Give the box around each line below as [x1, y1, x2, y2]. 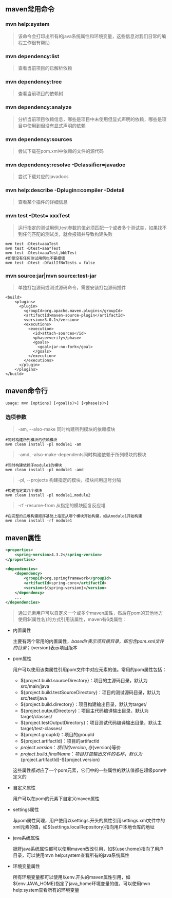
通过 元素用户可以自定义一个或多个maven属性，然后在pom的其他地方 [17, 610, 163, 616]
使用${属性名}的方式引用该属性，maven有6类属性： [17, 616, 127, 622]
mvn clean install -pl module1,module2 [5, 493, 91, 498]
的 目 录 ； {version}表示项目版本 [12, 644, 78, 650]
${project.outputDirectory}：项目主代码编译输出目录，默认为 [20, 707, 149, 714]
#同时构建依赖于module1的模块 [5, 463, 63, 468]
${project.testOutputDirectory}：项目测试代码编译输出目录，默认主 [20, 719, 162, 726]
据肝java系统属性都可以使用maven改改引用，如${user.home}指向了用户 [12, 845, 164, 852]
